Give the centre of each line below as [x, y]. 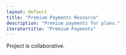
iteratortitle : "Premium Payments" [51, 29]
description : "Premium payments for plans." [63, 23]
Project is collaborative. [36, 46]
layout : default [27, 12]
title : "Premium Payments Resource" [52, 18]
